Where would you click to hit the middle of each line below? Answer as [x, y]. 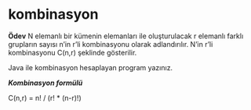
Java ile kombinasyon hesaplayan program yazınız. [91, 67]
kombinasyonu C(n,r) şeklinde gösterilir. [73, 52]
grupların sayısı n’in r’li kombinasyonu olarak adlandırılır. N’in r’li [111, 44]
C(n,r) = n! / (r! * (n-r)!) [45, 98]
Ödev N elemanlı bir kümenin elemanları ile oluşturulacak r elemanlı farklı [126, 36]
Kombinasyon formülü [45, 83]
